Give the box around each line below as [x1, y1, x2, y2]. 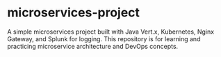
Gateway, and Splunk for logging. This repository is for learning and [7, 34, 201, 43]
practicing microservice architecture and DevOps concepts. [7, 42, 179, 50]
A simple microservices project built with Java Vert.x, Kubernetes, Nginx [7, 27, 214, 36]
